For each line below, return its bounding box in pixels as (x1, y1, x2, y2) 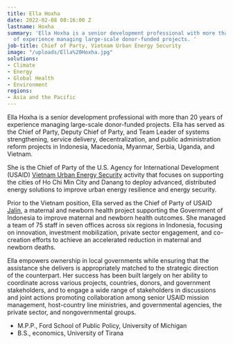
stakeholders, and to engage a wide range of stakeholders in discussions (7, 286, 216, 294)
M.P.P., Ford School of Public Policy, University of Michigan (17, 322, 187, 329)
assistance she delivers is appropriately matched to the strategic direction (7, 264, 218, 272)
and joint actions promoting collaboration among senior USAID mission (7, 293, 209, 302)
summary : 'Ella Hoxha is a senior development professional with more (7, 29, 216, 37)
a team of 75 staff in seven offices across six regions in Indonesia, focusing (7, 221, 223, 229)
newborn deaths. (7, 243, 56, 251)
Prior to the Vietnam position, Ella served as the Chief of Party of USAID (7, 199, 213, 207)
